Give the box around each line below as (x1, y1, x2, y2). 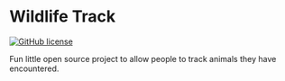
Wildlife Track (9, 6, 116, 27)
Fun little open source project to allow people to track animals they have (9, 53, 277, 64)
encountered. (9, 63, 60, 74)
